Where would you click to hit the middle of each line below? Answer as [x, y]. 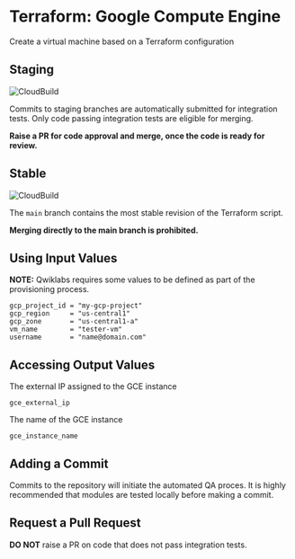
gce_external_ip [40, 403]
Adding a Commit [59, 463]
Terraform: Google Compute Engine [145, 17]
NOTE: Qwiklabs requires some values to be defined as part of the [132, 279]
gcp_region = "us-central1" [70, 314]
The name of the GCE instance [66, 420]
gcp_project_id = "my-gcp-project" [76, 306]
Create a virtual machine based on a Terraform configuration [122, 41]
